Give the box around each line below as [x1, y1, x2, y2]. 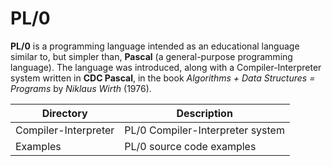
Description [176, 106, 233, 120]
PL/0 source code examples [124, 139, 257, 153]
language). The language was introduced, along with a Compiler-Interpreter [10, 61, 322, 73]
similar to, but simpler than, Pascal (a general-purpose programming [10, 50, 293, 62]
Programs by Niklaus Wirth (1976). [10, 82, 152, 94]
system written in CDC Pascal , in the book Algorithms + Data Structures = [10, 72, 316, 84]
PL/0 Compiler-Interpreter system [124, 123, 285, 137]
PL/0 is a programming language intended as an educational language [10, 40, 300, 52]
